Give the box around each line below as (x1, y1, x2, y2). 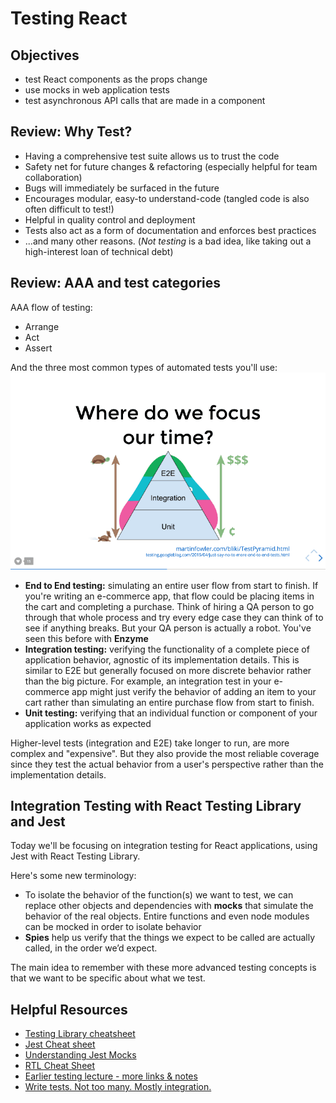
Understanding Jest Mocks (24, 1049, 137, 1061)
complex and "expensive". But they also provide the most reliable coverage (10, 747, 320, 759)
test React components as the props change (24, 73, 208, 85)
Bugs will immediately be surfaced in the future (24, 182, 220, 194)
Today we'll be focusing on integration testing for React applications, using (10, 840, 318, 852)
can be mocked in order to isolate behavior (24, 921, 202, 933)
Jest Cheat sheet (24, 1038, 96, 1051)
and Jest (10, 813, 66, 831)
